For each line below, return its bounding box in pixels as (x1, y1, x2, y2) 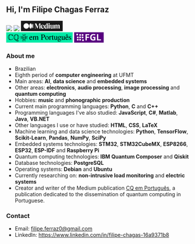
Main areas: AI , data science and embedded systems (14, 78, 147, 85)
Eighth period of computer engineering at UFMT (14, 71, 134, 79)
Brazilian (14, 65, 37, 73)
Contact (6, 212, 30, 220)
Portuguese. (14, 197, 45, 204)
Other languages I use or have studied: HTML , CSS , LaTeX (14, 122, 158, 129)
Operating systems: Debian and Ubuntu (14, 165, 112, 173)
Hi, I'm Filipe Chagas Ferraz (6, 5, 109, 15)
